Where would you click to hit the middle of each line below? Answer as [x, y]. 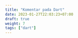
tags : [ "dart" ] [21, 28]
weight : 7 [15, 23]
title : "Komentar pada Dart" [35, 10]
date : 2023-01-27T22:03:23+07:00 [39, 14]
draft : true [17, 19]
